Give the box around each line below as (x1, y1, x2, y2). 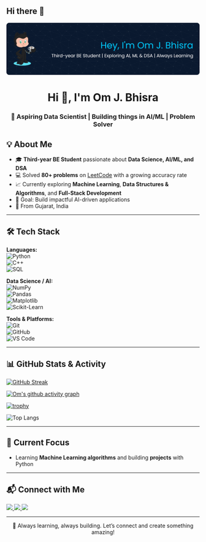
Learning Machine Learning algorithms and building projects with (15, 454, 184, 461)
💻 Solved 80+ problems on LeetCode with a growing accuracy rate (15, 171, 187, 179)
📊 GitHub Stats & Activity (6, 359, 106, 369)
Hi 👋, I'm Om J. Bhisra (47, 91, 159, 105)
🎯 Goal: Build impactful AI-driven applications (15, 196, 131, 203)
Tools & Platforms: (6, 315, 54, 322)
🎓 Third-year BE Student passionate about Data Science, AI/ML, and (15, 156, 194, 163)
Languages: (6, 246, 38, 253)
